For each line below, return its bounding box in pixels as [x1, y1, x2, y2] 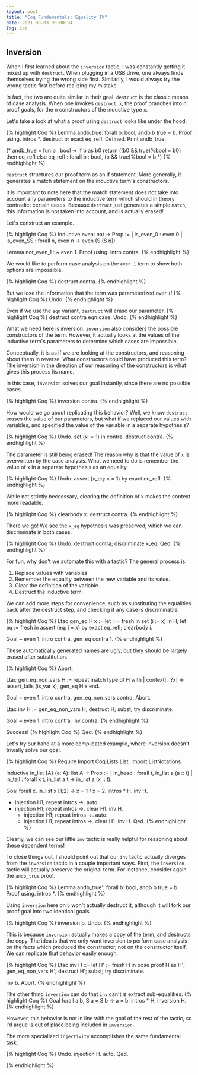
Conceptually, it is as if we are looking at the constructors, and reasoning [6, 349, 185, 356]
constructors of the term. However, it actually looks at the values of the [6, 331, 180, 339]
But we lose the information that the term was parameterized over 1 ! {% [6, 289, 181, 297]
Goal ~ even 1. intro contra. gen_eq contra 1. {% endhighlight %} [6, 635, 163, 643]
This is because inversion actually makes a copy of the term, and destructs [6, 931, 191, 938]
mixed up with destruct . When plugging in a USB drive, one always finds [6, 69, 184, 77]
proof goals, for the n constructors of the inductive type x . [6, 106, 148, 113]
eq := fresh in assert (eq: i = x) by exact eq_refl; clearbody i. [6, 624, 153, 631]
